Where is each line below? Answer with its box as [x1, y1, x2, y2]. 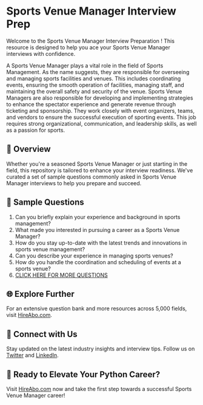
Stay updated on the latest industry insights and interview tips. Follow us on [6, 345, 195, 353]
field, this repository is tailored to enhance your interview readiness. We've [6, 166, 193, 174]
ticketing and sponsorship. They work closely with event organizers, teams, [6, 107, 195, 114]
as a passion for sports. [6, 126, 65, 134]
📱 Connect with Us [6, 329, 78, 339]
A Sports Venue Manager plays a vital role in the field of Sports [6, 62, 164, 69]
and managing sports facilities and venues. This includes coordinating [6, 75, 181, 82]
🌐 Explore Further [6, 288, 75, 299]
